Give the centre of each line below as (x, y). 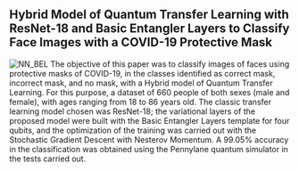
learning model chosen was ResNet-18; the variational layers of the (133, 111)
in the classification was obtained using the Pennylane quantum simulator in (149, 149)
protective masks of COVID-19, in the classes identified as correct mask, (142, 73)
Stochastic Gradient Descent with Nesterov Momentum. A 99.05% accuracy (149, 139)
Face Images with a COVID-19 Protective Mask (141, 42)
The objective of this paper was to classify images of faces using (170, 64)
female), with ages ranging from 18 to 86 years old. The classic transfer (141, 102)
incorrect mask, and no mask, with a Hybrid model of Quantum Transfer (141, 83)
